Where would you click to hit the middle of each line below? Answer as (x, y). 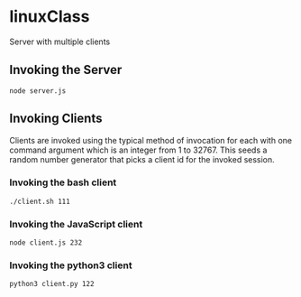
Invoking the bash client (63, 182)
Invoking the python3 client (71, 265)
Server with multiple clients (60, 42)
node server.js (38, 91)
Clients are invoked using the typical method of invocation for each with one (151, 140)
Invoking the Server (66, 70)
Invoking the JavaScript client (76, 224)
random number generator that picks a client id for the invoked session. (142, 159)
